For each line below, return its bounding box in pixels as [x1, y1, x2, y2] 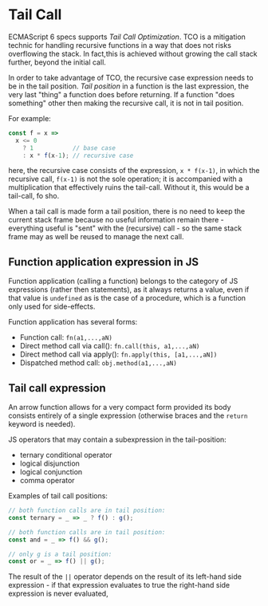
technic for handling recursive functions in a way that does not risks [8, 40, 231, 49]
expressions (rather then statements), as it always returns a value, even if [8, 285, 250, 294]
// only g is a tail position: [8, 550, 112, 558]
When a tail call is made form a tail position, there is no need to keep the [8, 207, 246, 216]
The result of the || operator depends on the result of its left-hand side [8, 572, 242, 581]
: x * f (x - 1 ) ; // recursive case [22, 151, 134, 159]
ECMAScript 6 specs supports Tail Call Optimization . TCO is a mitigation [8, 32, 246, 41]
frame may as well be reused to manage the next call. [8, 232, 184, 242]
